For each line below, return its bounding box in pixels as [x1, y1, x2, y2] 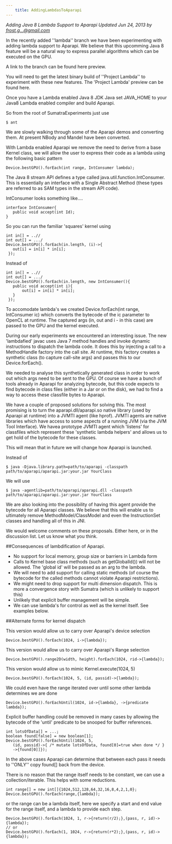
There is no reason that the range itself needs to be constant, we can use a [6, 771, 165, 778]
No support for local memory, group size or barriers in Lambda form [13, 553, 158, 559]
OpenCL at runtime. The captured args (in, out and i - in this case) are [6, 317, 154, 323]
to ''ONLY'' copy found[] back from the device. [6, 761, 105, 767]
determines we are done [6, 690, 58, 696]
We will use [6, 478, 30, 484]
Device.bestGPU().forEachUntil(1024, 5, [6, 738, 94, 743]
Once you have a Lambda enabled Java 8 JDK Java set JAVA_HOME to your [6, 94, 167, 100]
